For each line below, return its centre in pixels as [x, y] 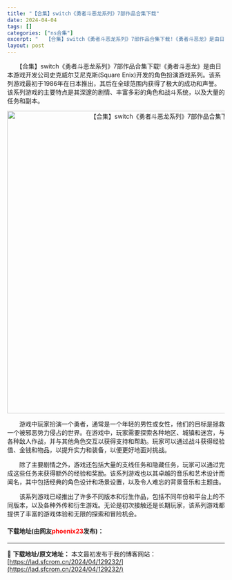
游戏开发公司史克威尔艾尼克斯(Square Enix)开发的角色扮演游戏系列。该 [114, 75]
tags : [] [20, 26]
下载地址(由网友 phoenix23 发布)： [56, 531]
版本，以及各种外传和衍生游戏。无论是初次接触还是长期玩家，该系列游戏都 [119, 505]
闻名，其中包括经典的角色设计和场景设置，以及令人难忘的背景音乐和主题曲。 [116, 482]
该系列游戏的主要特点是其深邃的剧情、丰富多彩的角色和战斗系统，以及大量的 [116, 92]
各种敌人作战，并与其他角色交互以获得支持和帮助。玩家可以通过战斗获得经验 [116, 441]
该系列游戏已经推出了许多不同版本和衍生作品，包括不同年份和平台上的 [119, 496]
